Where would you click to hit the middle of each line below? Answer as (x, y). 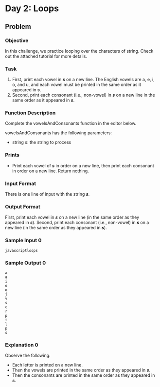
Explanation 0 (22, 345)
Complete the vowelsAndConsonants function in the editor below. (71, 123)
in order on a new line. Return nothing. (50, 171)
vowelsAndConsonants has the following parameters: (58, 133)
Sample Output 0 (26, 263)
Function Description (30, 113)
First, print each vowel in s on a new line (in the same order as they (72, 217)
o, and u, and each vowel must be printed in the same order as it (77, 85)
